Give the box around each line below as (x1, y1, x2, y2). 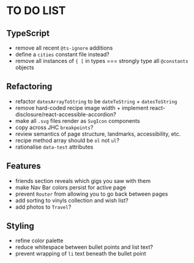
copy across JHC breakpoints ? (15, 124, 94, 131)
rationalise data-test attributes (15, 143, 94, 150)
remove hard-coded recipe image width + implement (15, 104, 149, 111)
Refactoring (6, 81, 53, 92)
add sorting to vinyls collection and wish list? (15, 196, 129, 204)
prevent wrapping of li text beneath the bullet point (15, 250, 146, 257)
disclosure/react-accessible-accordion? (15, 111, 116, 118)
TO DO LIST (6, 4, 66, 18)
